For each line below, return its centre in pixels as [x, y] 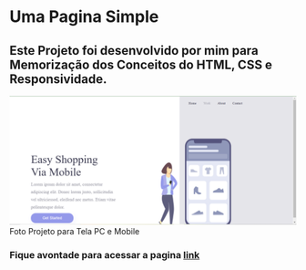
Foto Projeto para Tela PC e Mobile [75, 232]
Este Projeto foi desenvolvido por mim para [134, 51]
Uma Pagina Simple [84, 17]
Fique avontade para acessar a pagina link [105, 255]
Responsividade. [58, 79]
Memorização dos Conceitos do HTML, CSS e [141, 64]
